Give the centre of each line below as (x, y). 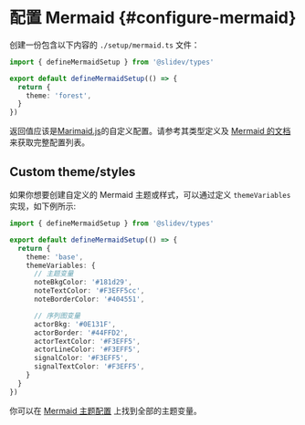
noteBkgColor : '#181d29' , (83, 283)
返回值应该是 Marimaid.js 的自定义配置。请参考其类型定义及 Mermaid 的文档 (150, 131)
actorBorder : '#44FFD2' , (81, 333)
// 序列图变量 (57, 316)
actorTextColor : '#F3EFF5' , (87, 341)
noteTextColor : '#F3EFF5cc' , (89, 291)
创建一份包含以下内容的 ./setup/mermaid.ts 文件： (105, 45)
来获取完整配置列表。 (49, 142)
